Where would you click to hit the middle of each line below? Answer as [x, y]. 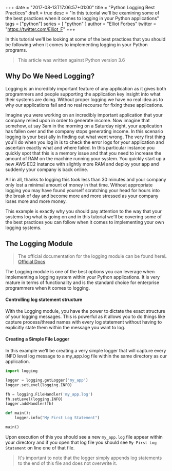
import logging [22, 371]
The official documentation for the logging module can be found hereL [92, 256]
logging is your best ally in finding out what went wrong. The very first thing [85, 137]
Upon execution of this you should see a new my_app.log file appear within [84, 437]
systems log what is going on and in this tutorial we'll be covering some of [84, 216]
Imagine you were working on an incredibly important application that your [84, 115]
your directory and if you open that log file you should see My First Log [81, 442]
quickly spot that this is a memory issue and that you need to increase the [83, 153]
